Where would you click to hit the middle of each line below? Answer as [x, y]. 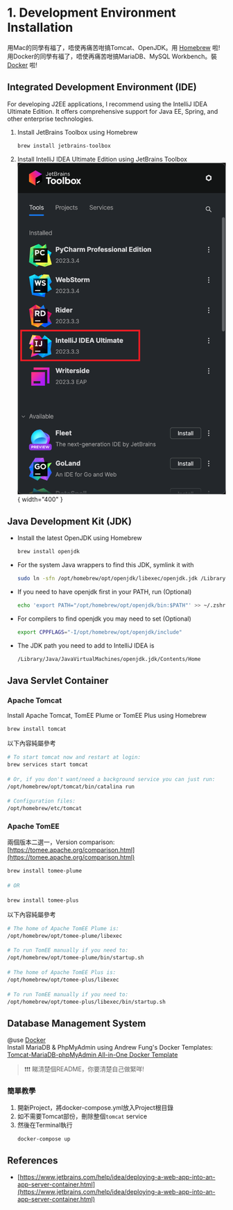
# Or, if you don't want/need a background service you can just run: [111, 779]
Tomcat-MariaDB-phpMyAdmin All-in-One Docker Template [93, 1055]
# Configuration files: [42, 801]
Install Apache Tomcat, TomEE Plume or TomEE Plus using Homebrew [107, 716]
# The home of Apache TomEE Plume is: [63, 928]
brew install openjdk [48, 552]
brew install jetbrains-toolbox [64, 146]
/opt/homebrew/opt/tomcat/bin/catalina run [71, 787]
